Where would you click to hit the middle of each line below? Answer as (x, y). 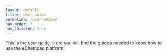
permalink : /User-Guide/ (31, 19)
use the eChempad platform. (35, 48)
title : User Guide (26, 15)
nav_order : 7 (19, 24)
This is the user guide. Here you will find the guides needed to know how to (84, 43)
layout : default (22, 10)
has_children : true (26, 29)
